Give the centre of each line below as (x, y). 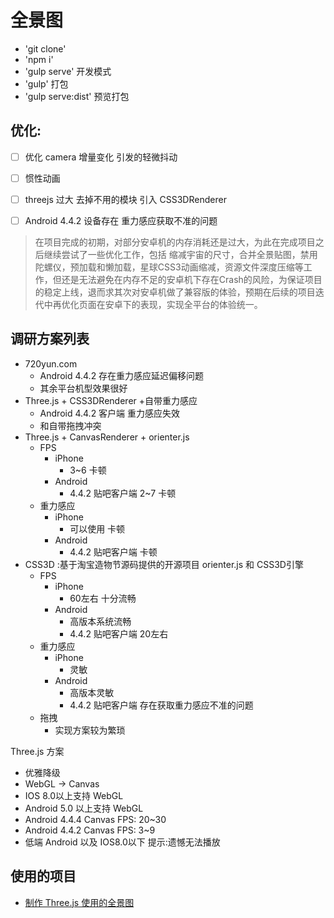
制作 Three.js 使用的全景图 (79, 902)
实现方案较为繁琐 (90, 730)
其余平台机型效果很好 (83, 388)
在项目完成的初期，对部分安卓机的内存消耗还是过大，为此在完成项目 (175, 242)
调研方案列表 (50, 339)
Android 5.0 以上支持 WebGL (84, 808)
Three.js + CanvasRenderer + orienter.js (107, 437)
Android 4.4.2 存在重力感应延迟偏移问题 (122, 375)
